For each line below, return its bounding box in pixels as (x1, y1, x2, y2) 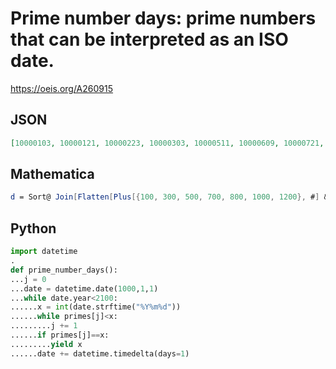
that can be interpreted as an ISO (10, 28, 289, 51)
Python (10, 220, 57, 237)
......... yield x (10, 339, 83, 349)
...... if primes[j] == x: (10, 330, 110, 340)
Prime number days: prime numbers (10, 7, 317, 30)
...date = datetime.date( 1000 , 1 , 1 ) (10, 283, 159, 294)
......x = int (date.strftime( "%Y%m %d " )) (10, 302, 182, 312)
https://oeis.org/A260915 (10, 82, 114, 94)
